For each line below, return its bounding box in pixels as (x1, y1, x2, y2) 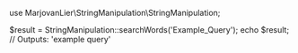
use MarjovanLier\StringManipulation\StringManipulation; (9, 8, 221, 18)
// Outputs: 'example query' (9, 34, 111, 44)
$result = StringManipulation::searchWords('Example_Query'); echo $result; (9, 25, 290, 34)
